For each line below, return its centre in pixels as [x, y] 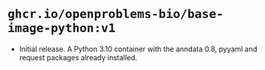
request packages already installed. [78, 57]
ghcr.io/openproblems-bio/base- [116, 14]
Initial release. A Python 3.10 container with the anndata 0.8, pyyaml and [138, 49]
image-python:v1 [61, 29]
